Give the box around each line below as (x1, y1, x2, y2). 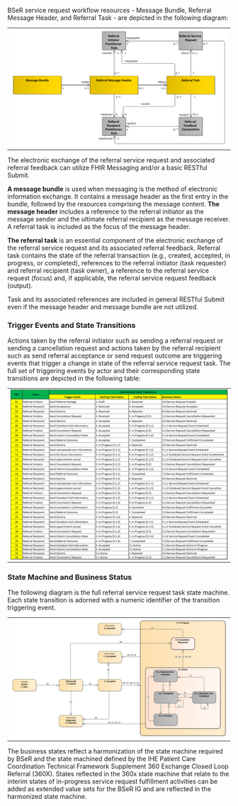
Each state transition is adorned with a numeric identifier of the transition (7, 596, 220, 604)
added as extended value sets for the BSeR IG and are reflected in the (7, 784, 211, 793)
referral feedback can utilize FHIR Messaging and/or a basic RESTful (7, 163, 208, 172)
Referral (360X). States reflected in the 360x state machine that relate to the (7, 769, 229, 778)
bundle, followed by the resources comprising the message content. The (7, 199, 220, 208)
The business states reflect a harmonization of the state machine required (7, 746, 223, 755)
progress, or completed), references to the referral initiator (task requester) (7, 258, 227, 267)
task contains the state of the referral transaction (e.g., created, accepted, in (7, 251, 230, 260)
